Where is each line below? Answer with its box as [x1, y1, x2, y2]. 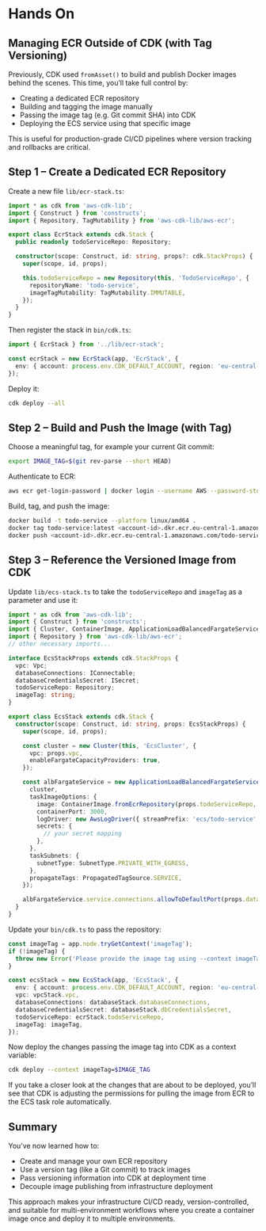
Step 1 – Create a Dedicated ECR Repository [8, 166, 227, 179]
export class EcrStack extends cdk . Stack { [8, 231, 154, 238]
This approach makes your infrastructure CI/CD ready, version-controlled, [8, 1197, 249, 1206]
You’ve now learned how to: [8, 1141, 100, 1151]
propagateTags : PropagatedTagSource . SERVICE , [28, 874, 182, 882]
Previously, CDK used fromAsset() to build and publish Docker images [8, 70, 237, 79]
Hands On [8, 5, 75, 23]
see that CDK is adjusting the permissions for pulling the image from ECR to [8, 1088, 255, 1098]
